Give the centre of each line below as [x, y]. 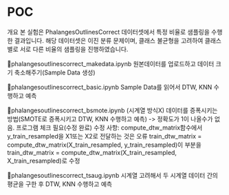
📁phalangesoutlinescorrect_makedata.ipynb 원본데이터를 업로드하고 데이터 [111, 63]
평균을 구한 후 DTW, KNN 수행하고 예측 [59, 184]
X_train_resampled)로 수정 [44, 161]
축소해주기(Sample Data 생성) [55, 72]
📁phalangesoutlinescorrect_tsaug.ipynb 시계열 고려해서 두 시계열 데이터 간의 [113, 175]
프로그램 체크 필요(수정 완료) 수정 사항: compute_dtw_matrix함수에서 [109, 127]
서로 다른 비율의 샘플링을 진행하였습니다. [74, 49]
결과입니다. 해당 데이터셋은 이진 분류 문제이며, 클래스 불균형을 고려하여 [109, 40]
